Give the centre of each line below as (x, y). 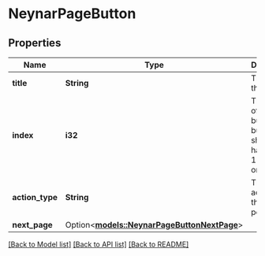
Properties (35, 43)
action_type (35, 197)
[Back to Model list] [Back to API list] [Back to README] (99, 244)
